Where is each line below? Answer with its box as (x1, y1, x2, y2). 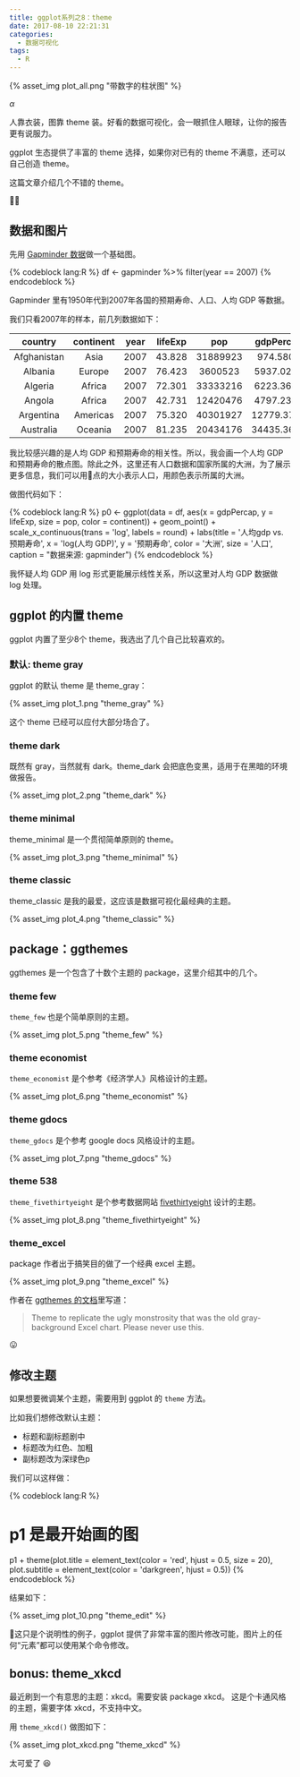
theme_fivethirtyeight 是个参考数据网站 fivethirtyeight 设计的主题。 (9, 1196, 261, 1207)
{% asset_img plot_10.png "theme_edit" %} (9, 1610, 167, 1620)
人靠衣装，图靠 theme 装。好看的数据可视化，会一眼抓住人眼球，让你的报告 (9, 117, 287, 127)
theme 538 (9, 1175, 58, 1187)
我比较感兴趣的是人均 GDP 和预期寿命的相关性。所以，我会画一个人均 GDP (9, 447, 284, 457)
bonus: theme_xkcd (9, 1666, 122, 1681)
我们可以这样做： (9, 1472, 72, 1482)
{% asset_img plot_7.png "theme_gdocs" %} (9, 1152, 172, 1164)
